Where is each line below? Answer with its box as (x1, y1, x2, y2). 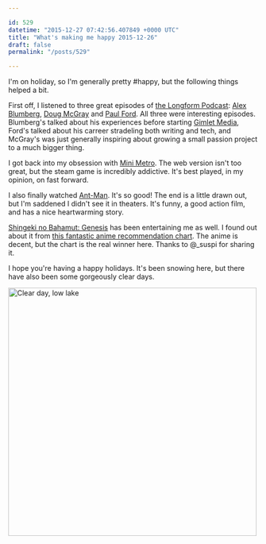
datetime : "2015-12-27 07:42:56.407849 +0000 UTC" (8, 25, 179, 34)
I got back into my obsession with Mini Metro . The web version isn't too (8, 158, 242, 168)
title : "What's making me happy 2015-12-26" (8, 33, 158, 41)
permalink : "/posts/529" (8, 48, 91, 56)
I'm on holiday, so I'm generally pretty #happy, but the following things (8, 77, 239, 87)
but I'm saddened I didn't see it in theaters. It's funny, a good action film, (8, 199, 246, 209)
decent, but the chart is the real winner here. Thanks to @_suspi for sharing (8, 240, 255, 249)
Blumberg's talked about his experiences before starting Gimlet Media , (8, 118, 240, 127)
